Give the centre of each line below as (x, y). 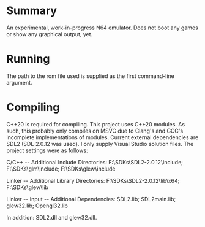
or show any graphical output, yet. (50, 34)
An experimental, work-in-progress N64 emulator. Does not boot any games (102, 28)
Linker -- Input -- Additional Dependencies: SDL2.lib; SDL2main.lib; (91, 199)
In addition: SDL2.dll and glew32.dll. (52, 217)
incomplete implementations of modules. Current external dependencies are (102, 137)
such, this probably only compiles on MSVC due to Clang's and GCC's (95, 131)
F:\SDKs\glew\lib (28, 187)
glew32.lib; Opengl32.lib (37, 206)
